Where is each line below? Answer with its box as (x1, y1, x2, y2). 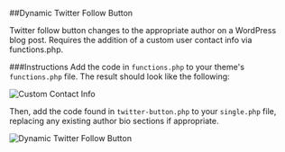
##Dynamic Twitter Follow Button (9, 8, 133, 18)
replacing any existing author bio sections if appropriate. (9, 116, 219, 126)
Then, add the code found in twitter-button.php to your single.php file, (9, 106, 277, 116)
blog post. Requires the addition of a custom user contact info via (9, 35, 253, 45)
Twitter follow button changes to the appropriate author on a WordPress (9, 25, 277, 35)
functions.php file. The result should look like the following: (9, 71, 230, 82)
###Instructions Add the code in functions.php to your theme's (9, 62, 245, 72)
